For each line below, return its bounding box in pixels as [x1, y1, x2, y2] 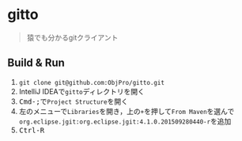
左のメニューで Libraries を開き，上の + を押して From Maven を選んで [18, 106, 235, 116]
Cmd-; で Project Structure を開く [18, 97, 128, 106]
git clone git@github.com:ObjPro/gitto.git [18, 78, 165, 86]
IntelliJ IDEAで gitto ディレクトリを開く [18, 86, 146, 96]
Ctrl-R [18, 125, 45, 135]
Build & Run [7, 56, 65, 70]
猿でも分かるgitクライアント [26, 32, 119, 42]
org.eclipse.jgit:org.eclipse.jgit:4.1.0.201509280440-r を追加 [18, 116, 232, 126]
